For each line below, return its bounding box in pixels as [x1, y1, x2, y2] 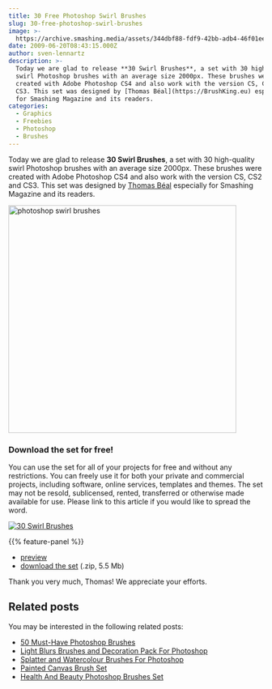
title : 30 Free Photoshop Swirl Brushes [8, 11, 147, 20]
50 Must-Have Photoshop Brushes [19, 637, 136, 647]
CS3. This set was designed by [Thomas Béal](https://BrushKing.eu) [15, 87, 252, 96]
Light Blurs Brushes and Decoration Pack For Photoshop [19, 645, 208, 656]
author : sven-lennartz [8, 49, 85, 57]
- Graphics [15, 110, 53, 118]
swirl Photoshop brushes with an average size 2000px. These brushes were [8, 163, 262, 172]
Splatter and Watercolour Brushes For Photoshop [19, 654, 185, 664]
